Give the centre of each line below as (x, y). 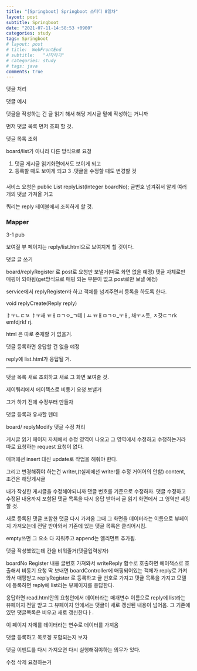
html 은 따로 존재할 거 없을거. (40, 334)
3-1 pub (16, 235)
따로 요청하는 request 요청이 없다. (45, 447)
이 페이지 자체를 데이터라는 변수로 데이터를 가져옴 (62, 625)
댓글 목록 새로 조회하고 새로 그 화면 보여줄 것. (58, 377)
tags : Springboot (27, 39)
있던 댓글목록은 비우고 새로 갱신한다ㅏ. (50, 612)
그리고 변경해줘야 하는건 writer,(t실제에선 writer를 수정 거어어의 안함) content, (96, 472)
